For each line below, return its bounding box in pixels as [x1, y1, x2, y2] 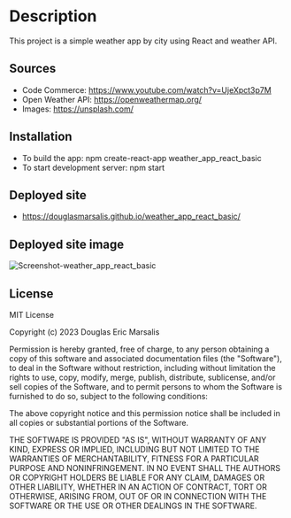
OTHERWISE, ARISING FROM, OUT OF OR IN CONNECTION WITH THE [9, 491, 267, 501]
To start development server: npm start [21, 162, 165, 173]
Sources [9, 61, 57, 76]
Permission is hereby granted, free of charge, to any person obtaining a [9, 344, 270, 354]
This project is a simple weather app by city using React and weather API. [9, 35, 278, 46]
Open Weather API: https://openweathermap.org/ [21, 94, 202, 104]
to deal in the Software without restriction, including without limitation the [9, 363, 276, 373]
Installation [9, 129, 73, 144]
